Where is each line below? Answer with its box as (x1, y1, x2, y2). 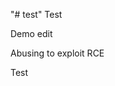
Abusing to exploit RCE (10, 47, 105, 59)
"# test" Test (10, 9, 63, 20)
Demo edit (10, 28, 53, 39)
